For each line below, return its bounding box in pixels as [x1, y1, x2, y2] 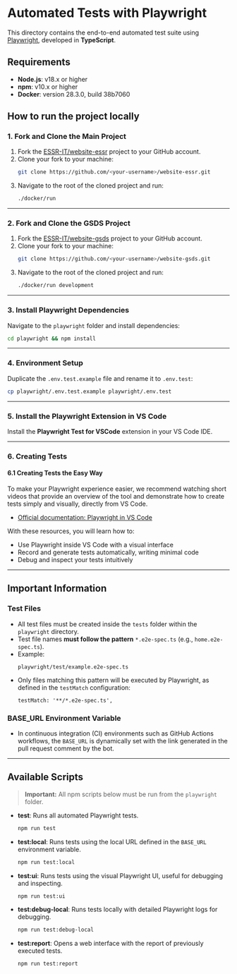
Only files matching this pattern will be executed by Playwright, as [17, 676, 209, 684]
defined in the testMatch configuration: [17, 683, 130, 692]
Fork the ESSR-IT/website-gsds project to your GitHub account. [17, 234, 202, 243]
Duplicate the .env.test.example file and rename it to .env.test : [7, 374, 193, 382]
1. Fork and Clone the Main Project [7, 132, 127, 142]
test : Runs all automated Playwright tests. [17, 811, 139, 820]
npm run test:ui [17, 892, 66, 900]
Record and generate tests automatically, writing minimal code [17, 548, 200, 556]
